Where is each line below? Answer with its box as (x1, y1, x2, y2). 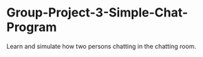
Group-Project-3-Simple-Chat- (6, 5, 189, 21)
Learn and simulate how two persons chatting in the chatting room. (6, 42, 197, 50)
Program (6, 19, 57, 35)
